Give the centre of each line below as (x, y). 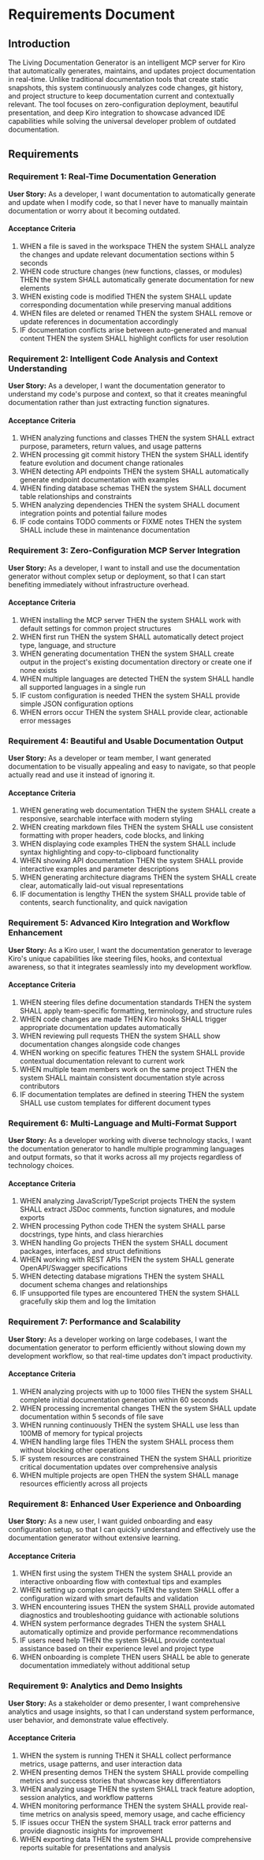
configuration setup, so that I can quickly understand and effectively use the (132, 1530)
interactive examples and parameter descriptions (99, 869)
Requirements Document (92, 15)
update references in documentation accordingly (99, 322)
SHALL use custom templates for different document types (115, 1103)
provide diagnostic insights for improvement (91, 1831)
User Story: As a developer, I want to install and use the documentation (124, 567)
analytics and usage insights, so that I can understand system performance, (131, 1711)
